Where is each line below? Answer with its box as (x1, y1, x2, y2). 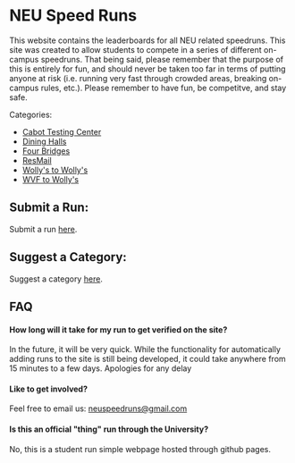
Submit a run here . (9, 223, 78, 234)
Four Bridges (21, 145, 71, 156)
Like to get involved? (9, 383, 88, 394)
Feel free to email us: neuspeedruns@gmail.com (9, 403, 188, 414)
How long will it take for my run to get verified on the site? (9, 324, 228, 335)
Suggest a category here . (9, 274, 103, 284)
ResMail (21, 155, 52, 165)
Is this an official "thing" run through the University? (9, 424, 209, 434)
